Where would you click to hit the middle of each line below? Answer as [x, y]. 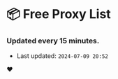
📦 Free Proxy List [59, 14]
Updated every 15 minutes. [53, 41]
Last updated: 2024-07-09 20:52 [62, 56]
